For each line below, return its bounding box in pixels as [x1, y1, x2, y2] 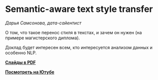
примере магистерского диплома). [5, 35, 80, 41]
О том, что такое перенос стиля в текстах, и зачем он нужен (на [5, 29, 142, 35]
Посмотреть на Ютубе [5, 69, 55, 75]
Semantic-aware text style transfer [5, 3, 153, 15]
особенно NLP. [5, 50, 37, 56]
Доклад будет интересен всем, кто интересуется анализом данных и [5, 44, 153, 50]
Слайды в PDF [5, 59, 36, 65]
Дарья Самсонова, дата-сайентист [5, 20, 81, 26]
